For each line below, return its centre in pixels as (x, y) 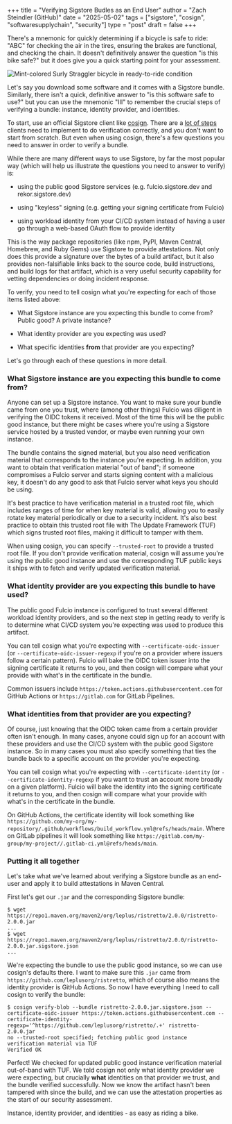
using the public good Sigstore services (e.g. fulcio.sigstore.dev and (115, 186)
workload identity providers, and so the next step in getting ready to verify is (116, 617)
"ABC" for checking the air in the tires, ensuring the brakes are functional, (112, 45)
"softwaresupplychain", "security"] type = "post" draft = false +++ (102, 25)
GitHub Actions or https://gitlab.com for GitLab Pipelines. (91, 696)
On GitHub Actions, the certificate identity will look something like (101, 814)
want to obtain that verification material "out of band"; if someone (101, 467)
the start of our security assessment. (60, 1100)
